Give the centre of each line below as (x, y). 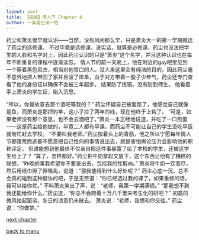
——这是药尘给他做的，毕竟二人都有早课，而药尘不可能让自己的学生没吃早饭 (99, 127)
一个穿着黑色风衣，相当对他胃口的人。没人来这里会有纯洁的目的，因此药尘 (97, 70)
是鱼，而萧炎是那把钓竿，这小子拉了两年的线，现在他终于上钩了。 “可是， (96, 112)
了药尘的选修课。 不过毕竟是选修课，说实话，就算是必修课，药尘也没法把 (95, 47)
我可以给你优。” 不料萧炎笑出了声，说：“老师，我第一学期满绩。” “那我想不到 (98, 186)
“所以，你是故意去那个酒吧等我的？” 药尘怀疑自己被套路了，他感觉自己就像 (97, 105)
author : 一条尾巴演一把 (32, 22)
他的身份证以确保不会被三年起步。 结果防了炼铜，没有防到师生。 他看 (101, 85)
